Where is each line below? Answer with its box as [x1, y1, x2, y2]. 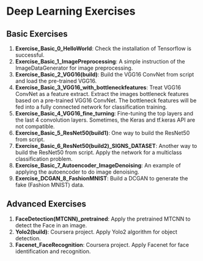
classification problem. [15, 155, 73, 163]
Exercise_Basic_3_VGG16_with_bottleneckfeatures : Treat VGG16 [15, 84, 182, 91]
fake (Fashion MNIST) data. [15, 182, 84, 188]
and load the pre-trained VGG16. [15, 78, 97, 84]
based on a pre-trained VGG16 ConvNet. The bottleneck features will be [15, 97, 197, 104]
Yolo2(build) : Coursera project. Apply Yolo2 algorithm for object [15, 228, 177, 235]
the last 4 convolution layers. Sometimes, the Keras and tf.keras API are [15, 116, 196, 123]
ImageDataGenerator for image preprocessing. [15, 64, 133, 72]
